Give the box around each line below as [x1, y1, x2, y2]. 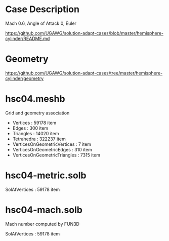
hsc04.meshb [5, 93, 65, 105]
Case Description [5, 4, 80, 15]
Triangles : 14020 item [12, 130, 59, 136]
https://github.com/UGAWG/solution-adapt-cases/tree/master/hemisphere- [5, 70, 163, 76]
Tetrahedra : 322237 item [12, 136, 66, 142]
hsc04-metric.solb [5, 170, 87, 181]
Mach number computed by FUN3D [5, 221, 80, 227]
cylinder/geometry [5, 75, 44, 82]
